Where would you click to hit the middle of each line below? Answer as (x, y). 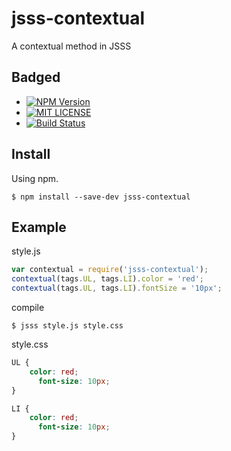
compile (28, 307)
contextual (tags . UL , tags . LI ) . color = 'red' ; (107, 279)
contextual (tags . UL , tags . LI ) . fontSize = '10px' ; (117, 288)
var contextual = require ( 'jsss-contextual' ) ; (110, 270)
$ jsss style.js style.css (67, 326)
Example (39, 227)
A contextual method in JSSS (71, 46)
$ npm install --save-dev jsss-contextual (101, 197)
